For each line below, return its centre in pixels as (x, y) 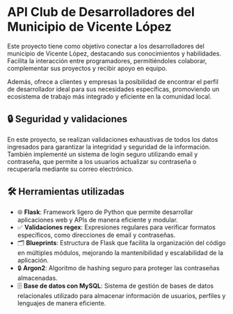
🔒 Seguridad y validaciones (67, 119)
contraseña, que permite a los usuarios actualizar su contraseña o (102, 161)
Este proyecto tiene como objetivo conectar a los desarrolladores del (106, 46)
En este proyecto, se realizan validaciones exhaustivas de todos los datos (113, 139)
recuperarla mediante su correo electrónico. (70, 169)
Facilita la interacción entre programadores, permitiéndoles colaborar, (107, 60)
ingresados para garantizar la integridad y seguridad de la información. (109, 147)
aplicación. (33, 260)
